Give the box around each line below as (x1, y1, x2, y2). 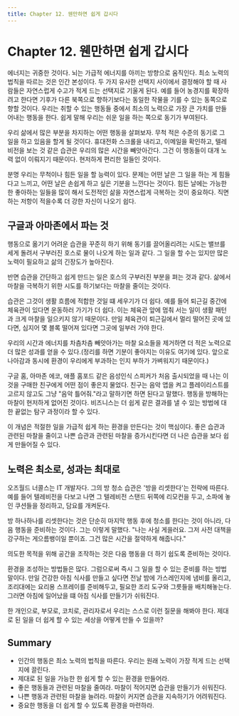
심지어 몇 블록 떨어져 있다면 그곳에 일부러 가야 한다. (22, 324, 165, 332)
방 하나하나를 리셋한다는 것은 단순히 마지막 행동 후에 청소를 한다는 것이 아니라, (7, 516, 224, 525)
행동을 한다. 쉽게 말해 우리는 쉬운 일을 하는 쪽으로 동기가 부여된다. (26, 113, 208, 121)
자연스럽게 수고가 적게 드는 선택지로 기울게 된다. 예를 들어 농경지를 (26, 86, 211, 95)
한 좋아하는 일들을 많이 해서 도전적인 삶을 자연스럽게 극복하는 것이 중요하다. (7, 188, 216, 196)
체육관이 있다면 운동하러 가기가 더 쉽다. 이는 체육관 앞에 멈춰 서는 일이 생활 (7, 306, 214, 314)
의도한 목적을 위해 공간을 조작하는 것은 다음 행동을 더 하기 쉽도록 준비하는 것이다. (7, 550, 231, 558)
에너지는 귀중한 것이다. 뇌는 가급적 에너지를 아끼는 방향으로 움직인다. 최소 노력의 (7, 68, 230, 77)
